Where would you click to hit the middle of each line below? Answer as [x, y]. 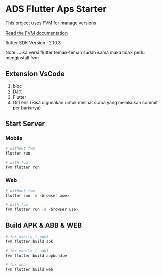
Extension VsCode [35, 74]
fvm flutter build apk [29, 242]
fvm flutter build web [29, 269]
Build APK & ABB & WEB [44, 225]
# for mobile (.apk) [27, 237]
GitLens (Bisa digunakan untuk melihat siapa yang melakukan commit [85, 102]
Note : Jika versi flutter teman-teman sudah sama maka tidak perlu [75, 52]
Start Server [25, 124]
